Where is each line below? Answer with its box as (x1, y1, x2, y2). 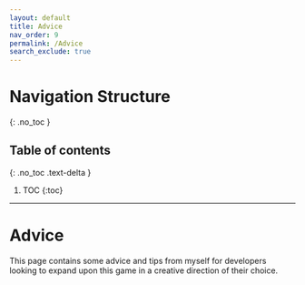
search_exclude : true (9, 47, 92, 56)
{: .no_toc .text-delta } (9, 167, 92, 178)
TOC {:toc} (22, 184, 64, 196)
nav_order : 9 (9, 30, 59, 39)
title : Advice (9, 22, 64, 31)
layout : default (9, 13, 71, 23)
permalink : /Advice (9, 38, 84, 48)
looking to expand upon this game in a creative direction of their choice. (9, 265, 279, 276)
